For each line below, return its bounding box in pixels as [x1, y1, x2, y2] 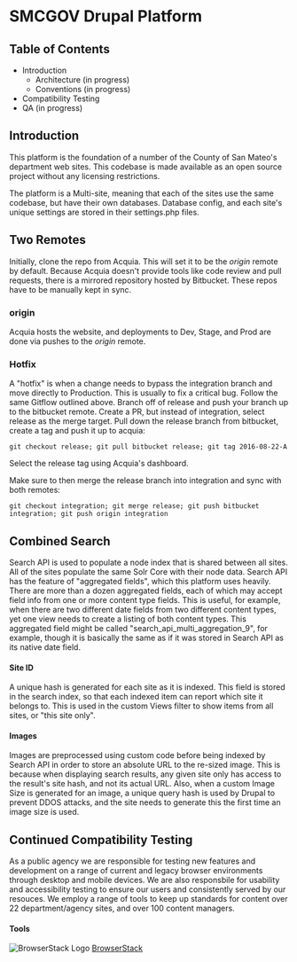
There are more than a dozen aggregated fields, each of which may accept [9, 585, 283, 596]
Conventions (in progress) [35, 84, 131, 94]
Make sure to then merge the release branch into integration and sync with [9, 475, 282, 486]
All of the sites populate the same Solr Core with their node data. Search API [9, 567, 288, 577]
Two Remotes [9, 232, 86, 247]
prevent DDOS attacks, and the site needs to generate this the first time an [9, 797, 281, 808]
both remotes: [9, 485, 60, 496]
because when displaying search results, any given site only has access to [9, 769, 282, 779]
